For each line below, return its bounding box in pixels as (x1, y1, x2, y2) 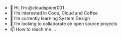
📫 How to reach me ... (9, 26, 56, 32)
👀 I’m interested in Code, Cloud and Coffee (9, 10, 98, 16)
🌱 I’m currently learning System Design (9, 15, 90, 21)
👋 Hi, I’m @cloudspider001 (9, 5, 64, 10)
